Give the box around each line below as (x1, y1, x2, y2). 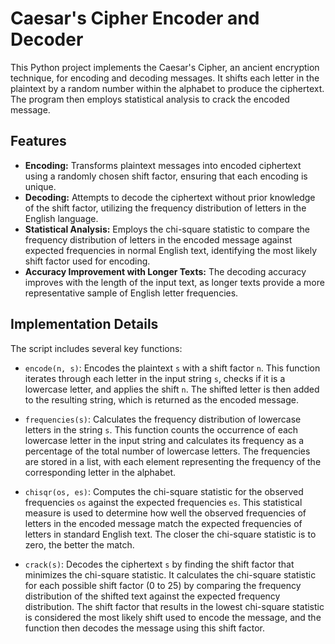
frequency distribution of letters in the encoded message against (24, 233, 293, 246)
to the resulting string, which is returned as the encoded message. (24, 393, 299, 406)
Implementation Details (10, 316, 159, 333)
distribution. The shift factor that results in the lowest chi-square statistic (24, 600, 325, 612)
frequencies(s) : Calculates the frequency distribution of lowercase (24, 413, 302, 425)
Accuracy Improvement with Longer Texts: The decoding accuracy (24, 265, 307, 277)
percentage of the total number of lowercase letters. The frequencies (24, 445, 311, 457)
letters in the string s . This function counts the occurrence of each (24, 423, 299, 436)
